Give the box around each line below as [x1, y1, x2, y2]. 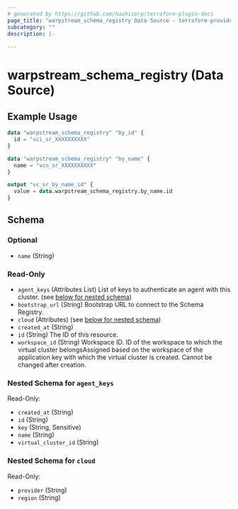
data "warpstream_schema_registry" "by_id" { [7, 129, 144, 137]
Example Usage [7, 111, 78, 123]
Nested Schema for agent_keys [7, 378, 115, 388]
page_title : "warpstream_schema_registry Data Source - [7, 17, 176, 24]
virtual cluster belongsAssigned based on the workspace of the [17, 345, 203, 354]
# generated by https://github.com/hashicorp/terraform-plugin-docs [7, 10, 214, 18]
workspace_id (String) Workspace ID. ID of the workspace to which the [17, 337, 223, 346]
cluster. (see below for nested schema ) [17, 292, 132, 301]
